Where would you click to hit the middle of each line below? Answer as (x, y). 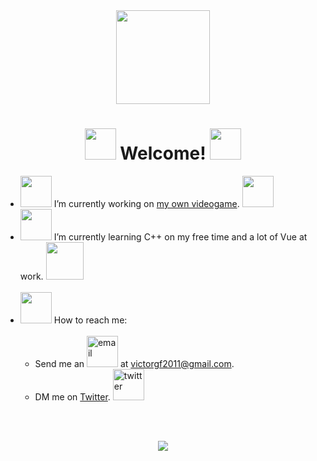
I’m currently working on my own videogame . (146, 203)
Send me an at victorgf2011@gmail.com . (134, 363)
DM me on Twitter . (72, 396)
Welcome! (163, 153)
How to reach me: (90, 320)
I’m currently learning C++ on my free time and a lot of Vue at (180, 236)
